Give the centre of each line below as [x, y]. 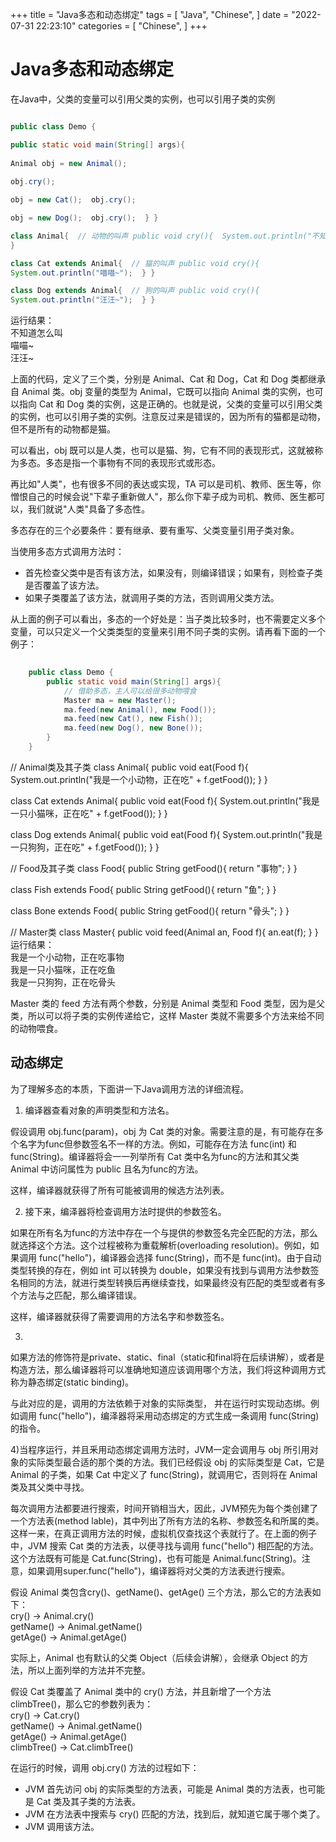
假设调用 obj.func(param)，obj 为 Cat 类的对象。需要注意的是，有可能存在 [163, 1131]
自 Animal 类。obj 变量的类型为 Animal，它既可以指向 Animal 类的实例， [158, 392]
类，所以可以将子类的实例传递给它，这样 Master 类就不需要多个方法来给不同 [167, 1015]
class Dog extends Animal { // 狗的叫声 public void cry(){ [135, 291]
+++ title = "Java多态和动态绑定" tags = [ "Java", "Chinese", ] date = [150, 14]
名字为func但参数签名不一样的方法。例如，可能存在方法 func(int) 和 [157, 1144]
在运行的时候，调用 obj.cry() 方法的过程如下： [105, 1767]
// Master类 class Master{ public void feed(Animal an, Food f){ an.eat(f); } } [164, 932]
